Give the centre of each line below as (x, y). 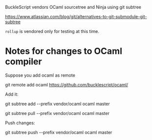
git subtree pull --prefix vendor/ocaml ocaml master (57, 113)
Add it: (12, 94)
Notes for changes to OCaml (64, 51)
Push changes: (20, 123)
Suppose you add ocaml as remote (40, 75)
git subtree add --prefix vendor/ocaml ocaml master (57, 104)
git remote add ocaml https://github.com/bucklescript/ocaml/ (67, 84)
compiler (24, 62)
